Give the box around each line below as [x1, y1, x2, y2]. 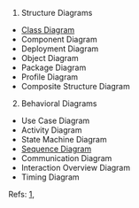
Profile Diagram [20, 72, 79, 82]
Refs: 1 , [8, 189, 35, 199]
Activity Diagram [20, 125, 82, 135]
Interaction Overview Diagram [20, 163, 130, 173]
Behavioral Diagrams [20, 98, 97, 109]
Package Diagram [20, 62, 87, 73]
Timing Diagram [20, 172, 81, 182]
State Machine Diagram [20, 135, 107, 144]
